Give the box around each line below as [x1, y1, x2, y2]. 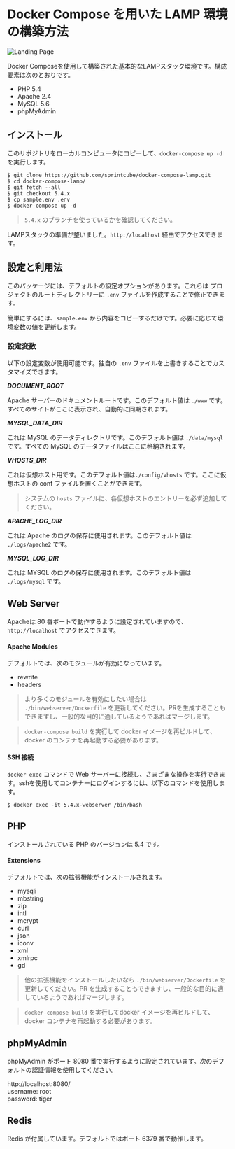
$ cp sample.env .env [7, 196, 71, 203]
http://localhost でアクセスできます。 [7, 626, 120, 634]
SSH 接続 [7, 753, 34, 761]
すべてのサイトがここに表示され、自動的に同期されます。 [7, 404, 172, 413]
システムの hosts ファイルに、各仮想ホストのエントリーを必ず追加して [24, 494, 227, 502]
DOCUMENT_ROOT [7, 381, 64, 390]
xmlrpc [17, 954, 38, 962]
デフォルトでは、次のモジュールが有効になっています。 [7, 658, 166, 667]
